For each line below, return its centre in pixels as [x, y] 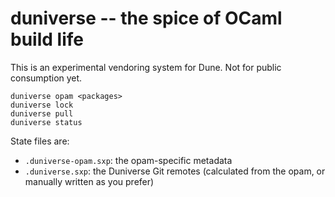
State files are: [40, 141]
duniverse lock [42, 105]
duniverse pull [42, 113]
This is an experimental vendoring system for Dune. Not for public [146, 67]
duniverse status [46, 122]
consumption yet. [46, 78]
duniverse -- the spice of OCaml [146, 18]
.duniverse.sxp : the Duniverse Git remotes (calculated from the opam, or [175, 171]
